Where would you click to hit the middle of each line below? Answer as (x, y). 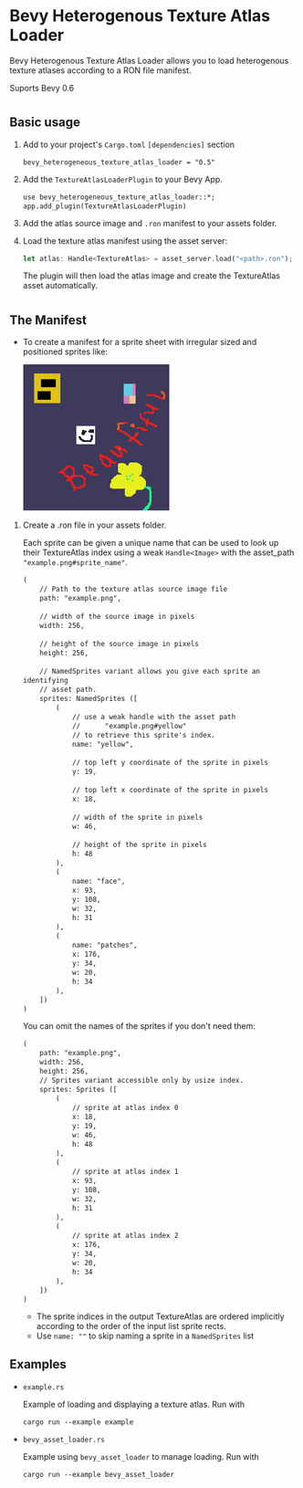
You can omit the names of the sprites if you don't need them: (139, 1026)
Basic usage (45, 123)
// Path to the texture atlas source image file (134, 590)
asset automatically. (60, 286)
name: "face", (99, 882)
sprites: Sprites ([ (78, 1090)
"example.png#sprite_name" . (75, 562)
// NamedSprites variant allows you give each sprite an (150, 672)
